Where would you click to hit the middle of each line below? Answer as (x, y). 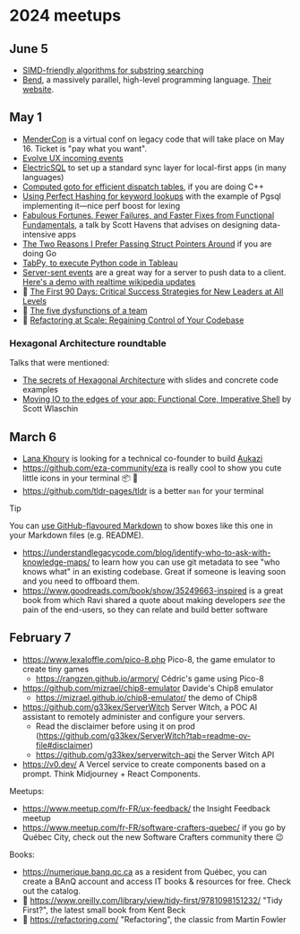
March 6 (33, 437)
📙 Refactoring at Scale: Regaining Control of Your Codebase (133, 320)
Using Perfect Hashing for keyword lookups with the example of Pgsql (152, 196)
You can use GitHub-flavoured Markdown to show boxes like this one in (141, 525)
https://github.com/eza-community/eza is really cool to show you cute (152, 468)
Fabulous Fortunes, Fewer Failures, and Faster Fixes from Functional (148, 215)
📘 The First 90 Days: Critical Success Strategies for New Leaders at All (153, 291)
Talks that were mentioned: (60, 363)
